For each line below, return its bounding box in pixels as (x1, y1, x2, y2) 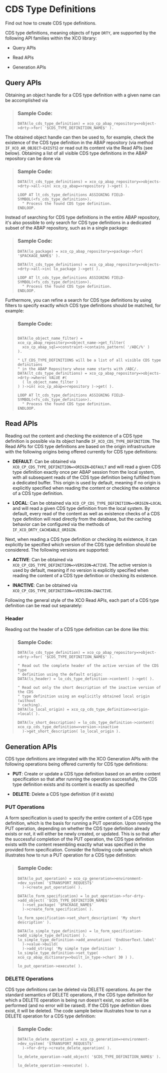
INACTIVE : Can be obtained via (12, 582, 77, 588)
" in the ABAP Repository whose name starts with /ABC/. (17, 366, 139, 371)
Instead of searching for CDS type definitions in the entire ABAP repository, (5, 214, 160, 221)
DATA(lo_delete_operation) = (17, 1037, 78, 1042)
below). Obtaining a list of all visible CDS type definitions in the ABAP (5, 150, 147, 156)
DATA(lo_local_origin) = (17, 707, 69, 712)
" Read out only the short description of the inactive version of (17, 685, 161, 690)
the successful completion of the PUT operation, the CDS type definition (5, 836, 154, 842)
